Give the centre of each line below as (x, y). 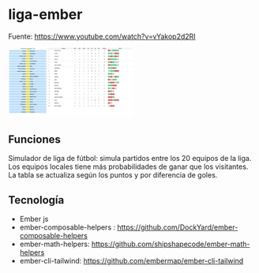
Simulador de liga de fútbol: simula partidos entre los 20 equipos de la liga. (130, 159)
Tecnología (36, 200)
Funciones (35, 139)
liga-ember (45, 15)
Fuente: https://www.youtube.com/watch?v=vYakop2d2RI (102, 36)
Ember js (34, 219)
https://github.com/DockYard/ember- (178, 227)
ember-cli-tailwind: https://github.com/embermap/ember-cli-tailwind (131, 261)
